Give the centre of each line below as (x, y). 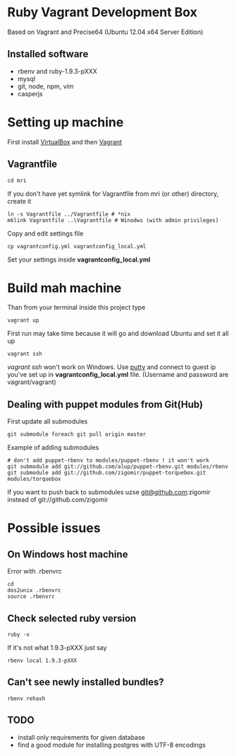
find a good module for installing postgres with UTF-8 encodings (112, 745)
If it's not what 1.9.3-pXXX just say (57, 648)
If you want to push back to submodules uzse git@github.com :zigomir (109, 492)
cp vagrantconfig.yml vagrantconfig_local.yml (77, 246)
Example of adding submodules (53, 448)
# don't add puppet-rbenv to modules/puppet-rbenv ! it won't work (108, 460)
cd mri (17, 180)
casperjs (30, 93)
